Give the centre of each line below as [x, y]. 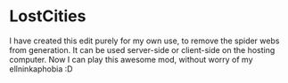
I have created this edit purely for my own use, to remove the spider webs [144, 41]
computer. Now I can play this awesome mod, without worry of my [131, 59]
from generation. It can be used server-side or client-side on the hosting [142, 49]
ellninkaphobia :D [41, 69]
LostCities [48, 16]
